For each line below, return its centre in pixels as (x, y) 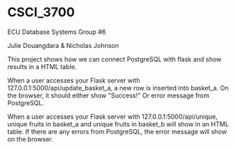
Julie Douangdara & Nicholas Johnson (63, 45)
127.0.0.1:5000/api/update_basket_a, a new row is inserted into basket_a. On (118, 88)
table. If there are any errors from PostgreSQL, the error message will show (117, 131)
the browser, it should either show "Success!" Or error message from (108, 95)
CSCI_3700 (41, 12)
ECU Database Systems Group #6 (57, 32)
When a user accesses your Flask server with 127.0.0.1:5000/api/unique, (113, 117)
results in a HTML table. (42, 66)
